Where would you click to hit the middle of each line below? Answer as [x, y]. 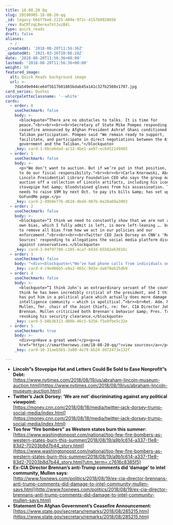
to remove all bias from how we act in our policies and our [86, 230]
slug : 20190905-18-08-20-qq [36, 15]
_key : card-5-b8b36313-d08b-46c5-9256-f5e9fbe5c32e [71, 321]
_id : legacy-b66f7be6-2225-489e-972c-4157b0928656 [61, 20]
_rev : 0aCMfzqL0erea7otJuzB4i [38, 24]
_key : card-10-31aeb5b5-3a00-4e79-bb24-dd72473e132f [72, 350]
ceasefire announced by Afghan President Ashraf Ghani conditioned [93, 130]
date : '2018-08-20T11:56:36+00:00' [44, 58]
